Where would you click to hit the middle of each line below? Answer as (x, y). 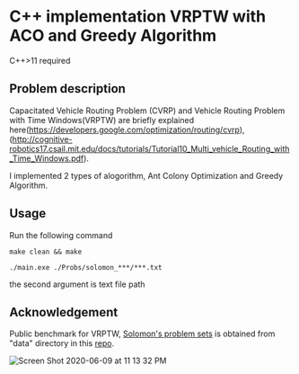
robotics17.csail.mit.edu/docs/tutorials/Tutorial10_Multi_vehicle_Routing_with (149, 148)
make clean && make (46, 252)
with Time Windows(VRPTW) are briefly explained (102, 120)
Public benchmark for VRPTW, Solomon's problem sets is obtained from (142, 334)
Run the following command (61, 235)
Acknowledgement (64, 312)
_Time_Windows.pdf (47, 158)
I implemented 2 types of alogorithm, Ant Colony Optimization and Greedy (146, 175)
